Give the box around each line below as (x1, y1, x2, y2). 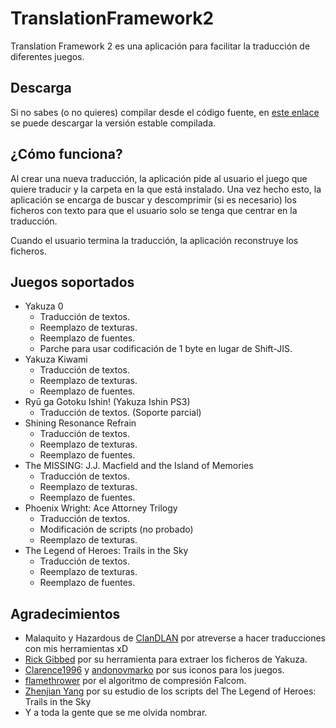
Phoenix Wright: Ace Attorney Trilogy (24, 502, 178, 514)
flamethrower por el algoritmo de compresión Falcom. (24, 675, 247, 687)
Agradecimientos (10, 605, 121, 622)
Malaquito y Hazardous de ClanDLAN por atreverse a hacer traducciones (24, 632, 326, 644)
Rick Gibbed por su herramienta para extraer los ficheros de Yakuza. (24, 653, 308, 666)
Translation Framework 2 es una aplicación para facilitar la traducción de (10, 40, 311, 52)
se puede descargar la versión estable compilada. (10, 117, 217, 129)
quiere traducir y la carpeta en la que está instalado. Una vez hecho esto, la (10, 183, 322, 195)
